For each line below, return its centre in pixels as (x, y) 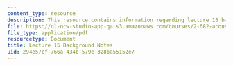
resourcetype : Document (42, 39)
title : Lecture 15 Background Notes (60, 45)
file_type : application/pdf (48, 33)
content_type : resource (42, 13)
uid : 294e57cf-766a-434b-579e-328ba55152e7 (71, 52)
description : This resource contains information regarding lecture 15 (113, 20)
